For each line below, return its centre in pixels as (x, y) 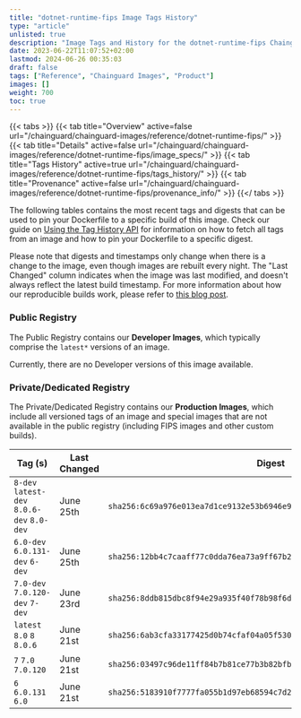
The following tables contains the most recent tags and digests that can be (147, 211)
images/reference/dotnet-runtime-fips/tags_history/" (107, 174)
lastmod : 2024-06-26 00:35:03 (66, 59)
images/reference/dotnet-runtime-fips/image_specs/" (109, 155)
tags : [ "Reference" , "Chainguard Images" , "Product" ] (112, 76)
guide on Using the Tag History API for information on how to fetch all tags (146, 229)
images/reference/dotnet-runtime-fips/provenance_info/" (115, 193)
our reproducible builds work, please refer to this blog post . (119, 294)
